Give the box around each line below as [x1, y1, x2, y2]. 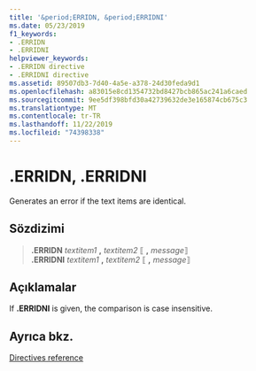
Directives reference [9, 352, 84, 363]
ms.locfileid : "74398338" [9, 128, 105, 137]
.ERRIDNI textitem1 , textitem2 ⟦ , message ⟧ [30, 254, 190, 265]
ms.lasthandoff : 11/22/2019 [9, 120, 113, 129]
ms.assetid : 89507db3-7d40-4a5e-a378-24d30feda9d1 [9, 79, 200, 88]
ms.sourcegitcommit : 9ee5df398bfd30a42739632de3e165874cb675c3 [9, 95, 248, 104]
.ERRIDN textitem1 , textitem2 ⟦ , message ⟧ [30, 244, 189, 255]
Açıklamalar [9, 280, 77, 295]
